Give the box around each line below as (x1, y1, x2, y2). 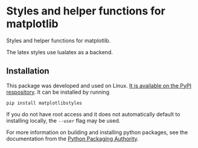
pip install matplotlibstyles (6, 100, 83, 106)
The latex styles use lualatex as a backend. (6, 48, 113, 55)
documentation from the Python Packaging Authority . (6, 135, 139, 142)
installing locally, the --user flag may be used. (6, 117, 121, 124)
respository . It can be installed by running (6, 88, 110, 96)
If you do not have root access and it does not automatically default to (6, 110, 180, 118)
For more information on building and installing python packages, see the (6, 128, 188, 136)
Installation (6, 66, 49, 76)
